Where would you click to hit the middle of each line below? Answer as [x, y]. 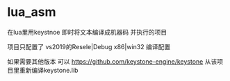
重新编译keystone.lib [49, 70]
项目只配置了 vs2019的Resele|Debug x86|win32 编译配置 [89, 46]
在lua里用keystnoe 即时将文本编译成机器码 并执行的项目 [87, 32]
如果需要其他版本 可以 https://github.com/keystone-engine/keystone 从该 [112, 61]
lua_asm [32, 12]
